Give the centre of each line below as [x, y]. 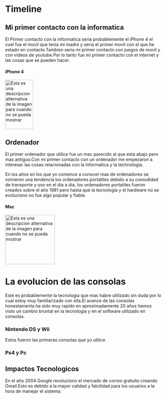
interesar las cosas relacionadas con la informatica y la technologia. [74, 165]
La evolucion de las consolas [66, 282]
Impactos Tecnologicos [42, 369]
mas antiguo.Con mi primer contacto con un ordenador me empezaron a [79, 160]
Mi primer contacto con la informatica [64, 27]
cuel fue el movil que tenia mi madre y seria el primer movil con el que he [80, 44]
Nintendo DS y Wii [28, 329]
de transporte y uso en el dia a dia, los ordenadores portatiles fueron [75, 185]
